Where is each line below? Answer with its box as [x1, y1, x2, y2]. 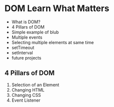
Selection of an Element [11, 82, 59, 88]
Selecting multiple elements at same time [11, 39, 94, 45]
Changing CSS [11, 92, 41, 98]
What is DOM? [11, 19, 41, 25]
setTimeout [11, 45, 34, 50]
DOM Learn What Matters [4, 3, 110, 14]
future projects [11, 55, 42, 61]
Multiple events [11, 34, 43, 40]
